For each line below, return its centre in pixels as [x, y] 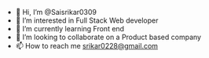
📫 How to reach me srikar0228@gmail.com [87, 46]
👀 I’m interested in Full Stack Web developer [87, 20]
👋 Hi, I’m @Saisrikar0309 [56, 12]
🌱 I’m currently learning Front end [70, 29]
